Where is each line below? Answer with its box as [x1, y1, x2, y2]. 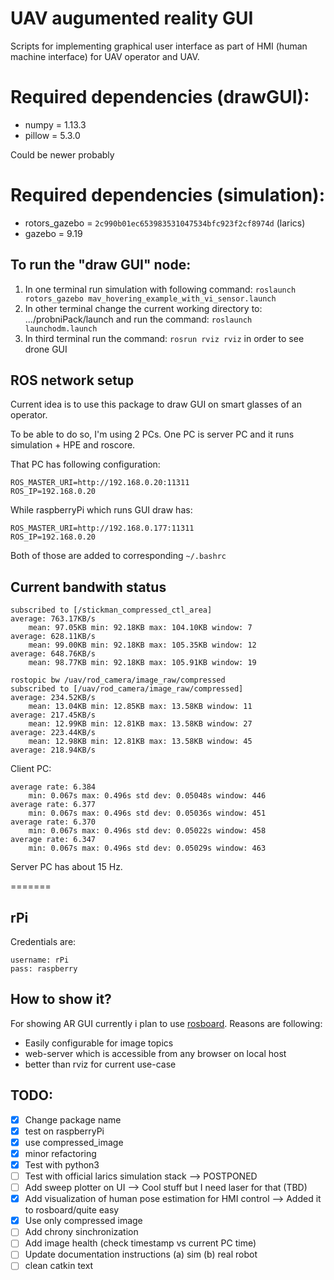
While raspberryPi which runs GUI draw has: [10, 504, 193, 516]
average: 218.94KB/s [10, 745, 97, 756]
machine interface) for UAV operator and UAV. [10, 50, 200, 62]
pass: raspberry [10, 964, 78, 974]
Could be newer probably [10, 148, 115, 161]
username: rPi [10, 955, 70, 966]
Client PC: [10, 763, 52, 775]
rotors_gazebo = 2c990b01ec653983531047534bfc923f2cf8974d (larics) [24, 217, 306, 229]
